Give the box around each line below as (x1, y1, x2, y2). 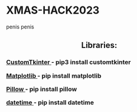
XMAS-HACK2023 (6, 4, 100, 17)
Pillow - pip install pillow (6, 85, 77, 93)
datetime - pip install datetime (6, 98, 94, 107)
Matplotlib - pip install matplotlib (6, 72, 102, 80)
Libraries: (81, 40, 118, 50)
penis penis (6, 23, 34, 30)
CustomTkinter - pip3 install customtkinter (6, 58, 131, 66)
